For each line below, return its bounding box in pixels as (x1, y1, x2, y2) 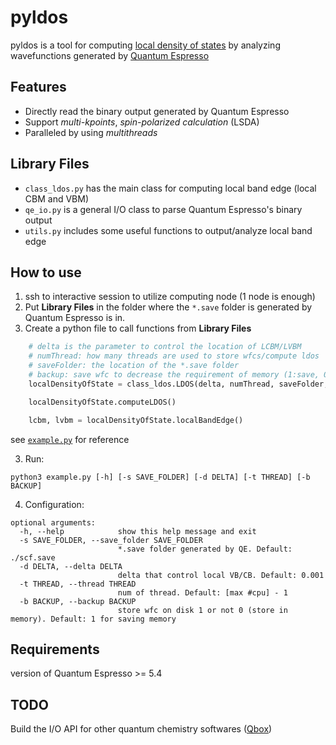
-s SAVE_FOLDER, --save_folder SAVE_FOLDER (19, 535, 203, 545)
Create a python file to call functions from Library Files (24, 322, 252, 335)
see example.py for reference (10, 433, 130, 445)
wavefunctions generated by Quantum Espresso (10, 49, 210, 61)
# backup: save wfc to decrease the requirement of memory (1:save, (28, 370, 320, 380)
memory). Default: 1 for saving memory (10, 614, 177, 624)
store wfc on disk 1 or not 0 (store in (117, 605, 288, 615)
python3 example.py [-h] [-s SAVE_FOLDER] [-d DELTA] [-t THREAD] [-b (10, 472, 311, 482)
